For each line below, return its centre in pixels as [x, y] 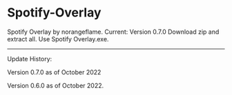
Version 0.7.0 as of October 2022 [54, 72]
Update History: [30, 59]
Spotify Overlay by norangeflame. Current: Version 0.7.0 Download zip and [113, 32]
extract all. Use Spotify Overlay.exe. [58, 39]
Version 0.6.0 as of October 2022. [56, 85]
